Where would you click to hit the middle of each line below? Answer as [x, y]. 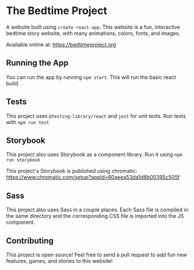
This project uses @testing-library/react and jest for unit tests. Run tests [96, 116]
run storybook [23, 160]
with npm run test [28, 122]
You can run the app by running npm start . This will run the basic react [91, 77]
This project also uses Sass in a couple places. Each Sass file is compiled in [97, 210]
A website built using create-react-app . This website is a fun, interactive [93, 27]
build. [13, 83]
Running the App [37, 63]
